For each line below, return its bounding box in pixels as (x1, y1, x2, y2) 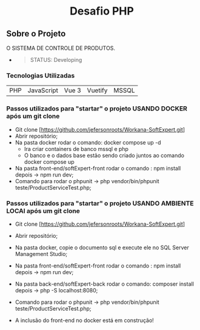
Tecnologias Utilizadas (6, 71, 75, 79)
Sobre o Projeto (6, 29, 66, 39)
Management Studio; (15, 250, 68, 257)
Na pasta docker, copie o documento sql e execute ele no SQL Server (15, 244, 189, 251)
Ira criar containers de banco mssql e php (24, 145, 129, 152)
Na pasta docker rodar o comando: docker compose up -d (15, 138, 162, 146)
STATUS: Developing (30, 56, 82, 63)
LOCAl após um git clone (6, 206, 81, 215)
